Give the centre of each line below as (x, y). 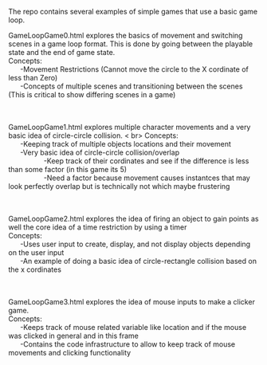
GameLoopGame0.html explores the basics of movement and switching (126, 35)
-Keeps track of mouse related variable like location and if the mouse (133, 327)
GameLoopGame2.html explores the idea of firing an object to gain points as (133, 219)
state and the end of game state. (62, 52)
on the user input (36, 253)
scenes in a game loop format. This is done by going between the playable (131, 44)
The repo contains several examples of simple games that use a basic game (133, 12)
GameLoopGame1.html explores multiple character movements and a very (130, 127)
